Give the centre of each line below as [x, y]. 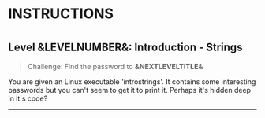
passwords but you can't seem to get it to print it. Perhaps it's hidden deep [129, 90]
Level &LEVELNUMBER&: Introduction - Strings [125, 48]
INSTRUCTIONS [61, 14]
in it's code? [28, 98]
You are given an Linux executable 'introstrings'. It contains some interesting [132, 81]
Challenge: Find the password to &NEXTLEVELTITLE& [115, 66]
